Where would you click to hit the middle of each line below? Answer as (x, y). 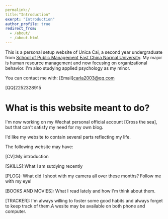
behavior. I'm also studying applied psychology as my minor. (68, 68)
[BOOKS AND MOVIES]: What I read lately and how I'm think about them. (80, 191)
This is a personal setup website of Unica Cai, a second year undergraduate (84, 52)
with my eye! (18, 181)
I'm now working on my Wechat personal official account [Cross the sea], (81, 122)
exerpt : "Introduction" (30, 19)
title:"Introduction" (28, 15)
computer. (16, 211)
